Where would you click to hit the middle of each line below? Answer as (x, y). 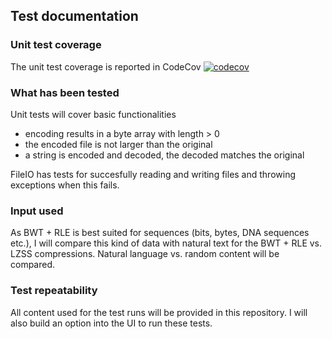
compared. (33, 265)
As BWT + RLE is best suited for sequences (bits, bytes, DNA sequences (160, 233)
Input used (37, 211)
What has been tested (65, 92)
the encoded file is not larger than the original (118, 144)
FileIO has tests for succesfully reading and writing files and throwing (153, 174)
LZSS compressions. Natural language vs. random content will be (145, 254)
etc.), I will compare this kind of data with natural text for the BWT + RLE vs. (166, 243)
